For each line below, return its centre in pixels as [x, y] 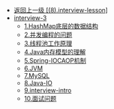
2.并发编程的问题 [48, 34]
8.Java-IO [38, 83]
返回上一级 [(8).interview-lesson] [61, 10]
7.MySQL [37, 76]
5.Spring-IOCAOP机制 [55, 60]
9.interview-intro [48, 90]
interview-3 [30, 18]
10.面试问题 [40, 98]
